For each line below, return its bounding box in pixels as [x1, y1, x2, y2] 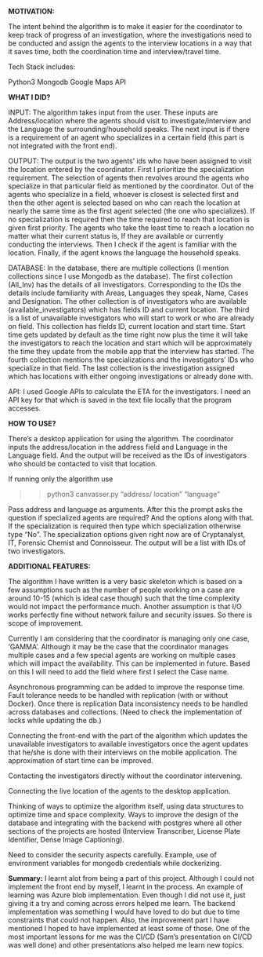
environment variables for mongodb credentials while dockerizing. [8, 859, 222, 868]
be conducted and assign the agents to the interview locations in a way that [8, 38, 252, 48]
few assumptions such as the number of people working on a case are [8, 585, 236, 594]
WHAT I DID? [8, 93, 51, 101]
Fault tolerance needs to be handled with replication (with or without [8, 691, 229, 699]
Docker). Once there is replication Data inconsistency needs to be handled [8, 699, 248, 708]
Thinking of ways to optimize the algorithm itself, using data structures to [8, 802, 244, 811]
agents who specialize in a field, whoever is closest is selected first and [8, 190, 239, 199]
